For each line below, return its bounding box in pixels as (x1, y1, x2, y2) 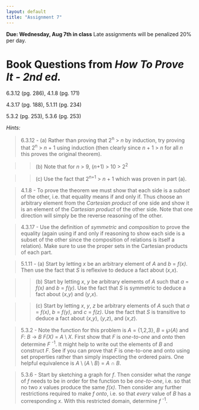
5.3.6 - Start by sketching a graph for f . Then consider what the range (20, 371, 191, 378)
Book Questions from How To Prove (6, 58, 185, 71)
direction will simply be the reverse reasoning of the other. (20, 212, 163, 220)
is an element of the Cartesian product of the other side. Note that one (20, 206, 193, 213)
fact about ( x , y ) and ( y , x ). (35, 291, 98, 298)
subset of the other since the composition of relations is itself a (20, 236, 175, 243)
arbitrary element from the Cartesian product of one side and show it (20, 199, 190, 206)
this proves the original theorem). (20, 150, 102, 157)
